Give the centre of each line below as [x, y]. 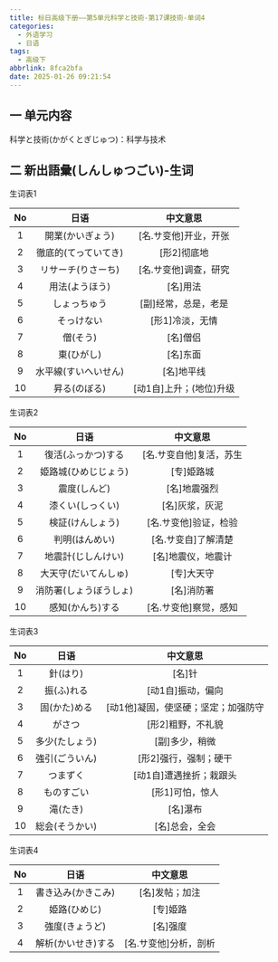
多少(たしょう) [67, 741]
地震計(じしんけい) [85, 557]
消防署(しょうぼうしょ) [85, 591]
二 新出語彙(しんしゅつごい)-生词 [101, 170]
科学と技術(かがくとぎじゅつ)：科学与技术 [88, 139]
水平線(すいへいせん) [80, 372]
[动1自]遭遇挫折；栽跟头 [185, 776]
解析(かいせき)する [76, 944]
